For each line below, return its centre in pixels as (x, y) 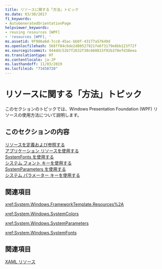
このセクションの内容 (37, 132)
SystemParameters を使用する (35, 169)
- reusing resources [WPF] (33, 32)
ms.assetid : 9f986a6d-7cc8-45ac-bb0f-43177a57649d (58, 42)
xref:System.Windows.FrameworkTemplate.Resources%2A (64, 204)
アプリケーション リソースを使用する (42, 151)
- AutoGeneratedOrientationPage (38, 23)
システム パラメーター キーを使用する (43, 175)
